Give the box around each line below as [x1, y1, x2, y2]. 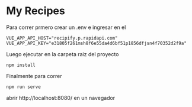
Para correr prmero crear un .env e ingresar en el [6, 24, 126, 31]
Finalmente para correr [6, 72, 62, 79]
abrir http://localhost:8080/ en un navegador [6, 94, 116, 101]
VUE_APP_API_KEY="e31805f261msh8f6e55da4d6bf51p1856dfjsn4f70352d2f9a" [6, 40, 187, 46]
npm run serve [6, 84, 41, 90]
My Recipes [6, 4, 65, 18]
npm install [6, 62, 36, 68]
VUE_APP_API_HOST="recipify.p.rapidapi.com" [6, 35, 118, 41]
